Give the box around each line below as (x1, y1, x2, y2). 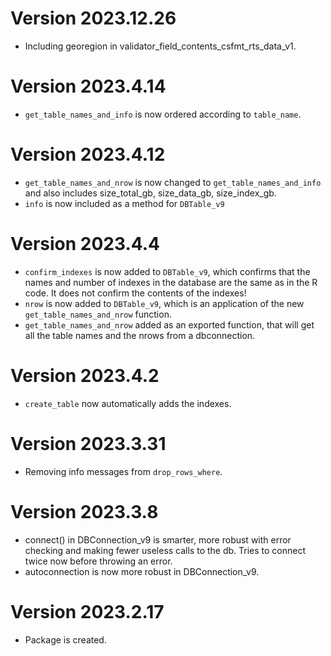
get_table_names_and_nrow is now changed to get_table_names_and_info (24, 176, 322, 188)
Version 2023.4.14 (10, 75, 167, 98)
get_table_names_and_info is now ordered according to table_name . (24, 108, 302, 120)
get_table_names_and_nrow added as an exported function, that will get (24, 318, 315, 331)
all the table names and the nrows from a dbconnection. (24, 329, 256, 341)
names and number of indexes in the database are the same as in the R (24, 276, 318, 288)
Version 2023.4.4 (10, 233, 161, 255)
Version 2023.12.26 (10, 7, 177, 30)
